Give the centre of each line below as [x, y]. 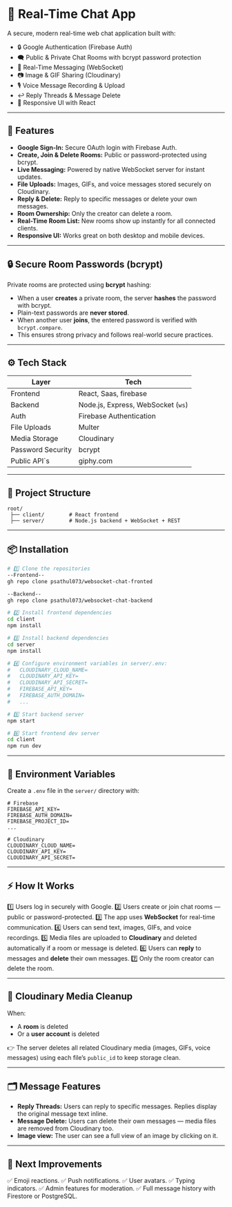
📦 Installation [38, 549]
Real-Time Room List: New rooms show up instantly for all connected [116, 221]
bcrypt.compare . [40, 327]
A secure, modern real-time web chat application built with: [91, 33]
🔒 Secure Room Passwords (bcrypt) [85, 265]
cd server [21, 645]
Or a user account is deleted [58, 1034]
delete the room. [30, 968]
